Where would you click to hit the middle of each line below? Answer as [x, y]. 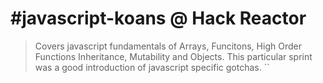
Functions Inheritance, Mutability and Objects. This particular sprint [173, 56]
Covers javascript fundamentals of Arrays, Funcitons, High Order [168, 46]
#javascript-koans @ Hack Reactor [158, 18]
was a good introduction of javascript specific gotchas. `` [152, 67]
